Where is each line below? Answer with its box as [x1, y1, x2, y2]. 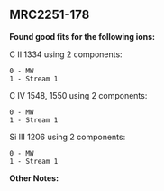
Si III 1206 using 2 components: [9, 131, 126, 142]
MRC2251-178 [9, 7, 90, 23]
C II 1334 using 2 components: [9, 49, 123, 60]
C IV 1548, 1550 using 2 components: [9, 90, 148, 100]
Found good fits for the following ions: [9, 31, 156, 42]
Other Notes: [9, 172, 59, 184]
